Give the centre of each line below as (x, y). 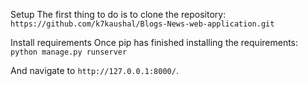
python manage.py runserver (69, 52)
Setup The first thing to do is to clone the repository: (118, 14)
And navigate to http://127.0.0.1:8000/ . (94, 70)
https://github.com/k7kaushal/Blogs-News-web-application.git (142, 24)
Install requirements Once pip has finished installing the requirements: (154, 42)
